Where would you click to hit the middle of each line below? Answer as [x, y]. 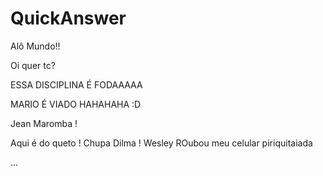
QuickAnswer [68, 18]
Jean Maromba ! [44, 123]
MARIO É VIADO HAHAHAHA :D [76, 104]
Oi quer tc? [33, 65]
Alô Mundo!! [35, 46]
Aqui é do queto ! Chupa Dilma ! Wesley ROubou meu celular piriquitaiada [161, 143]
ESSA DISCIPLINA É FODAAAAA [76, 84]
